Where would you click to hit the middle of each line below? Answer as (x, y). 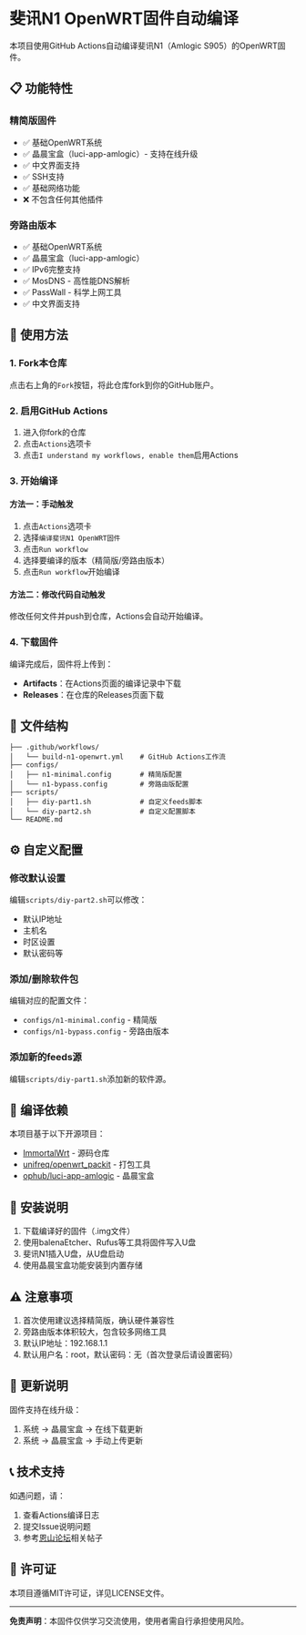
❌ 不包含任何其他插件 (63, 199)
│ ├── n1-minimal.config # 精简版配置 (96, 775)
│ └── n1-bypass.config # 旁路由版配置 (99, 784)
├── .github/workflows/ (55, 748)
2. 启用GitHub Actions (59, 411)
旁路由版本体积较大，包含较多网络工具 (94, 1332)
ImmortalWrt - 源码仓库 (66, 1153)
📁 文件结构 (39, 726)
